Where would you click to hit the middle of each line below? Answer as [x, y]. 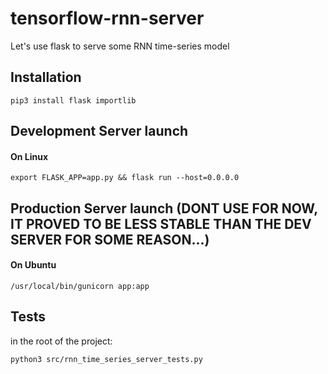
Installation [46, 77]
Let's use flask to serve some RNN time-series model [120, 46]
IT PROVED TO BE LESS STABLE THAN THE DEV [161, 223]
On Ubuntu [33, 265]
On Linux [29, 156]
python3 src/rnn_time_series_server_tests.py [106, 359]
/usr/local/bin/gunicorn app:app [80, 286]
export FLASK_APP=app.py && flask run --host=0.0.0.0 [125, 178]
